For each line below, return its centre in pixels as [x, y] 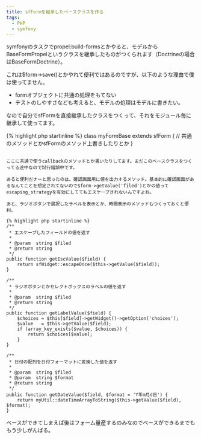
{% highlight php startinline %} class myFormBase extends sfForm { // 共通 [99, 136]
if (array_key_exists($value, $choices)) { [73, 329]
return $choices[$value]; [60, 334]
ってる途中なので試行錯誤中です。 [42, 168]
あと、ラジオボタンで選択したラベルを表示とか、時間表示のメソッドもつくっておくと [95, 204]
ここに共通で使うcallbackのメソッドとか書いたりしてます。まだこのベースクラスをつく [99, 161]
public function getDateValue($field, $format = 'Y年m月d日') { [87, 395]
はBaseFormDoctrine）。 [36, 62]
